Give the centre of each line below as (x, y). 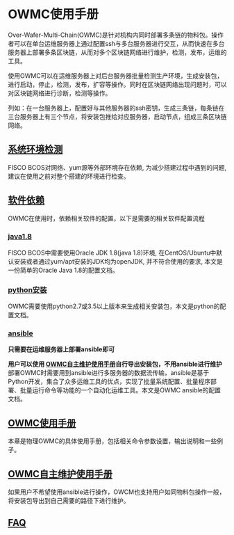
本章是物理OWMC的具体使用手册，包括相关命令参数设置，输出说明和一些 (112, 441)
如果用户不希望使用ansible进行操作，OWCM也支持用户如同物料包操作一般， (117, 492)
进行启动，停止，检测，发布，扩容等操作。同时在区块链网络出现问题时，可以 (117, 84)
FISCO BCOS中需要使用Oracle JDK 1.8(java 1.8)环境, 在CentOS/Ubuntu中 (112, 253)
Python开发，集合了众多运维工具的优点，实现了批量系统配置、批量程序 (109, 382)
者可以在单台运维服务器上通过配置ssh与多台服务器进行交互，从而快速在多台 (116, 43)
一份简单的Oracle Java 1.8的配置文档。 (63, 270)
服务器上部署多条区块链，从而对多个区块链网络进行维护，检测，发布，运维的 (117, 52)
